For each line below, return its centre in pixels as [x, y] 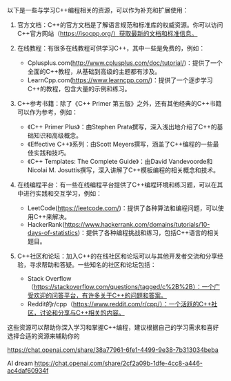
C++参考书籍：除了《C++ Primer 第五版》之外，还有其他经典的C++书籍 [119, 103]
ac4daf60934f [28, 371]
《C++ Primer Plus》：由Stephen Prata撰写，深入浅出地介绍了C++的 [122, 127]
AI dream [20, 363]
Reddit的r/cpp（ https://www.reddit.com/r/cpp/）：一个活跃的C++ [119, 304]
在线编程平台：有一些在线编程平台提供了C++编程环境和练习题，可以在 [117, 185]
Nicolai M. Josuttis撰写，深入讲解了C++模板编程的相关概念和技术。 [123, 170]
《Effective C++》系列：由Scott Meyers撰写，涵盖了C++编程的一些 [120, 144]
